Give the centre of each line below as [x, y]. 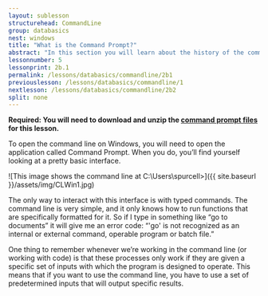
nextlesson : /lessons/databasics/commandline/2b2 [93, 90]
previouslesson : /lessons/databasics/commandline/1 [96, 82]
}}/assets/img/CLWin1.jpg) [51, 185]
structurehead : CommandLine [55, 23]
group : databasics [39, 30]
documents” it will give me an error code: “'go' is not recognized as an [124, 226]
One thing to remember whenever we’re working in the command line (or [128, 250]
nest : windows [32, 38]
